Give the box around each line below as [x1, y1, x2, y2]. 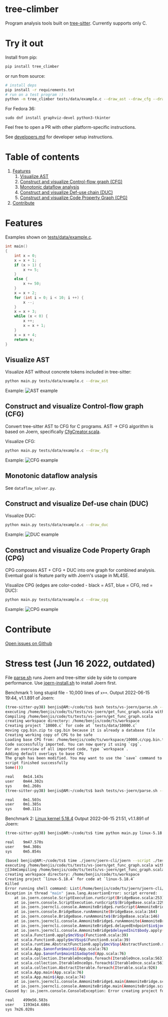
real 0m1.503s [5, 797, 41, 802]
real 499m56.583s [5, 997, 48, 1003]
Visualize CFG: [5, 438, 35, 444]
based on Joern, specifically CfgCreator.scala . [5, 429, 101, 435]
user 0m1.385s [5, 802, 41, 807]
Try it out [5, 38, 43, 49]
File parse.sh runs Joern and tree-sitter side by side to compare [5, 674, 136, 680]
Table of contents [5, 151, 80, 163]
